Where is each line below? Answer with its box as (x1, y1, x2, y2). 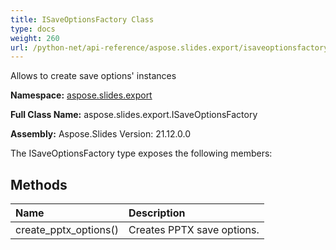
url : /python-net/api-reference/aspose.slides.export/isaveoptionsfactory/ (10, 42, 333, 53)
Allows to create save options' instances (10, 70, 177, 82)
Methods (10, 176, 68, 193)
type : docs (10, 24, 56, 34)
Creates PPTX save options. (128, 223, 260, 237)
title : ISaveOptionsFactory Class (10, 14, 155, 25)
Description (128, 206, 186, 220)
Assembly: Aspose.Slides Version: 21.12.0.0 (10, 128, 192, 140)
